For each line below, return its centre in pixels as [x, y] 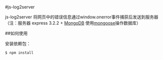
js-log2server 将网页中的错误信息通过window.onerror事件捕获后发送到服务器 [82, 17]
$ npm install [19, 53]
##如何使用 [16, 33]
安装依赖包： [18, 44]
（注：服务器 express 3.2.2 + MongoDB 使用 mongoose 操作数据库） [73, 23]
